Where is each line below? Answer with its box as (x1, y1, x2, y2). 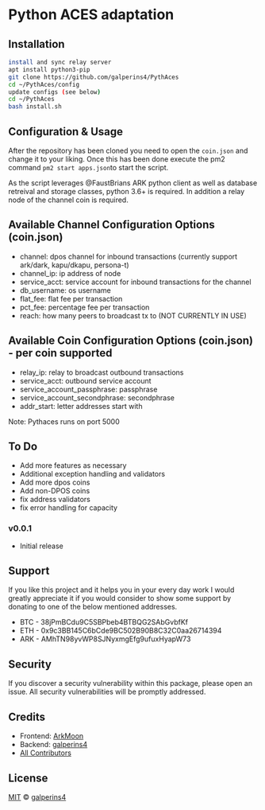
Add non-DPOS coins (19, 486, 90, 496)
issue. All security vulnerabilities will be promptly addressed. (8, 687, 206, 697)
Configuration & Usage (8, 125, 123, 138)
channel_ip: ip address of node (19, 268, 121, 278)
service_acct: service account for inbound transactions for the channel (19, 277, 252, 286)
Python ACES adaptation (8, 6, 175, 24)
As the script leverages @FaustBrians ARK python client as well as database (8, 177, 258, 188)
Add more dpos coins (19, 477, 90, 487)
